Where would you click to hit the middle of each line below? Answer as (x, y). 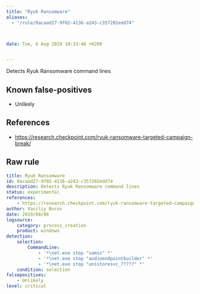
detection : (20, 236)
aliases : (17, 17)
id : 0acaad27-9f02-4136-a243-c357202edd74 (60, 181)
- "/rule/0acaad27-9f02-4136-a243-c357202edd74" (73, 23)
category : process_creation (51, 225)
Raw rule (23, 162)
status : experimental (33, 192)
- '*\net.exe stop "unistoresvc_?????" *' (91, 264)
